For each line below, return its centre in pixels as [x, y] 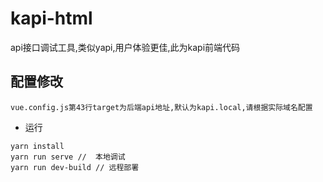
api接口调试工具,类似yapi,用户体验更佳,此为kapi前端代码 [125, 47]
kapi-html [51, 18]
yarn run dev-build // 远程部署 [75, 167]
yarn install [37, 146]
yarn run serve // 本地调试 [68, 157]
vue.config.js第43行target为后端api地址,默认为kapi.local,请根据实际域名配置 [161, 107]
